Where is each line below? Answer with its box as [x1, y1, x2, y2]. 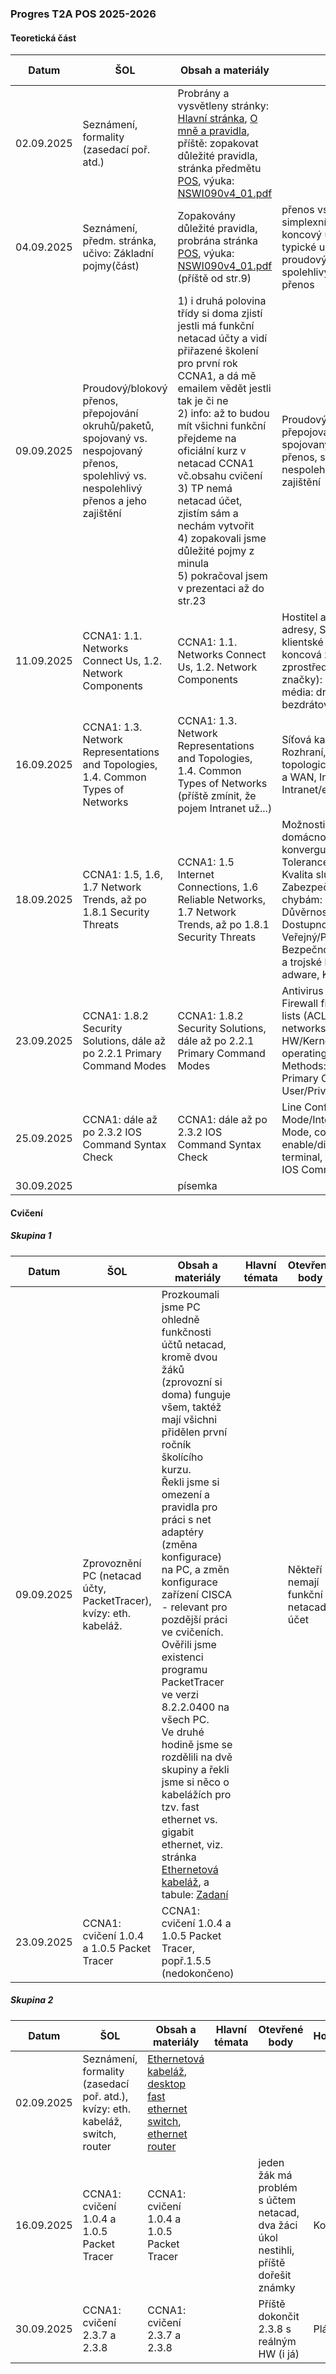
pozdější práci [161, 1612, 228, 1626]
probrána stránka [177, 234, 259, 248]
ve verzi [161, 1687, 199, 1701]
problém [258, 2180, 298, 2194]
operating [281, 1047, 328, 1061]
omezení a [161, 1487, 211, 1501]
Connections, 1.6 [177, 880, 259, 894]
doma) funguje [161, 1387, 232, 1401]
